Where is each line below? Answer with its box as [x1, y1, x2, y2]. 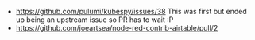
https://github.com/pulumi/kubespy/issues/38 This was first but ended [15, 7, 248, 16]
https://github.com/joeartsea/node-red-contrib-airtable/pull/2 [15, 24, 218, 32]
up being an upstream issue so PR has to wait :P [15, 15, 174, 24]
